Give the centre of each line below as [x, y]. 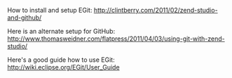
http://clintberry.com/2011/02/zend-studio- [156, 10]
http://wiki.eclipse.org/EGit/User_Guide [64, 67]
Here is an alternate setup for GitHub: [61, 31]
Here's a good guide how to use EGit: [61, 60]
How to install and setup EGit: [50, 10]
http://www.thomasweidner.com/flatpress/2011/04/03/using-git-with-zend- [116, 39]
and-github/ [25, 18]
